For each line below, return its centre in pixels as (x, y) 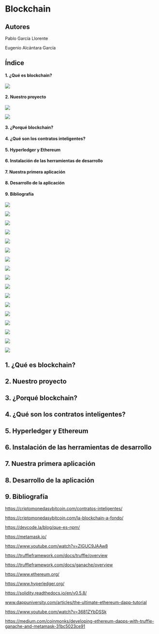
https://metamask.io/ (26, 537)
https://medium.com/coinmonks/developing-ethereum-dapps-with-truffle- (79, 621)
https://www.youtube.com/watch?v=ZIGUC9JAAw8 (56, 546)
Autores (17, 27)
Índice (15, 63)
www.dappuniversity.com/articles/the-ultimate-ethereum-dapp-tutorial (76, 602)
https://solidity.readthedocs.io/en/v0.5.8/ (46, 593)
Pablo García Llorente (27, 38)
